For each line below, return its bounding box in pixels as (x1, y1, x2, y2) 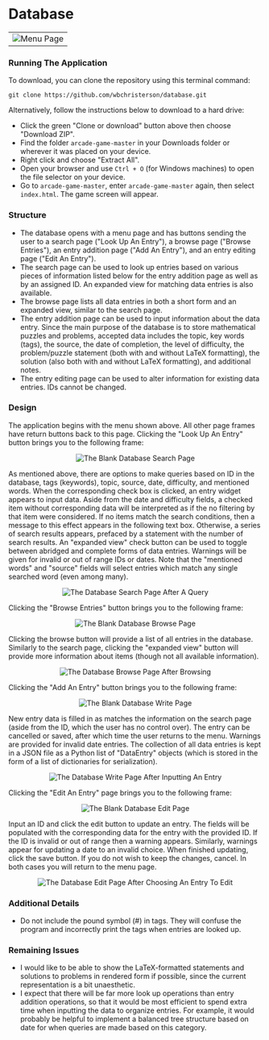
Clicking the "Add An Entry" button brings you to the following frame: (8, 682, 238, 692)
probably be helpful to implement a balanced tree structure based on (19, 1014, 250, 1024)
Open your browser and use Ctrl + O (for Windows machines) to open (19, 164, 255, 173)
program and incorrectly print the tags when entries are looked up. (19, 925, 242, 934)
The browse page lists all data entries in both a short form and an (19, 296, 237, 306)
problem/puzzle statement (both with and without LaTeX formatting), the (19, 347, 260, 357)
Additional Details (8, 897, 80, 909)
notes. (19, 364, 42, 375)
